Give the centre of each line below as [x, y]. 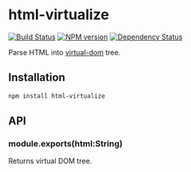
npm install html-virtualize [57, 96]
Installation [37, 78]
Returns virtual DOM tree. [50, 161]
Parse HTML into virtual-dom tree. [65, 52]
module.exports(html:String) [66, 143]
